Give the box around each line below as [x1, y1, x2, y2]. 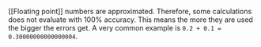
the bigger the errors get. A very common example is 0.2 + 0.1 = [8, 23, 221, 32]
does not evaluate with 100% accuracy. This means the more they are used [8, 15, 253, 24]
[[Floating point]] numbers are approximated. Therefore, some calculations [8, 7, 252, 16]
